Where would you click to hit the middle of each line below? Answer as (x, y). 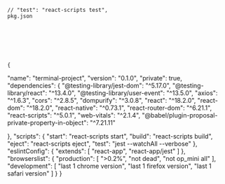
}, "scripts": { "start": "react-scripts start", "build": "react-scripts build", (110, 136)
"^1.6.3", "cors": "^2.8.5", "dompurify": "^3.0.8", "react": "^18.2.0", (102, 100)
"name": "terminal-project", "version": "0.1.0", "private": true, (95, 78)
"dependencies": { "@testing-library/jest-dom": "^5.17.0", (89, 85)
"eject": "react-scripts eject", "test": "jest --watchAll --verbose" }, (102, 144)
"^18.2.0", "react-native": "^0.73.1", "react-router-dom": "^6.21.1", (119, 108)
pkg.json (20, 16)
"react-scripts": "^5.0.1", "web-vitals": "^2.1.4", (74, 115)
